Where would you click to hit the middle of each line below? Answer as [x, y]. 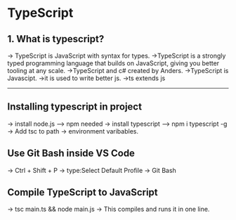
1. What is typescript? [56, 39]
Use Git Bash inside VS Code [71, 154]
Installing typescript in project [75, 107]
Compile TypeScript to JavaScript [83, 192]
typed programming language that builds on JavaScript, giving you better [113, 63]
